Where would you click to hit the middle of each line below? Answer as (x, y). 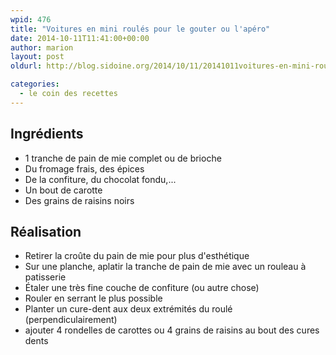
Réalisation (46, 231)
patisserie (45, 277)
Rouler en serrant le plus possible (93, 298)
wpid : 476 (31, 19)
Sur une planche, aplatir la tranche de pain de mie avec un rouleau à (165, 267)
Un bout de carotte (63, 190)
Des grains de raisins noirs (79, 200)
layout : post (37, 57)
